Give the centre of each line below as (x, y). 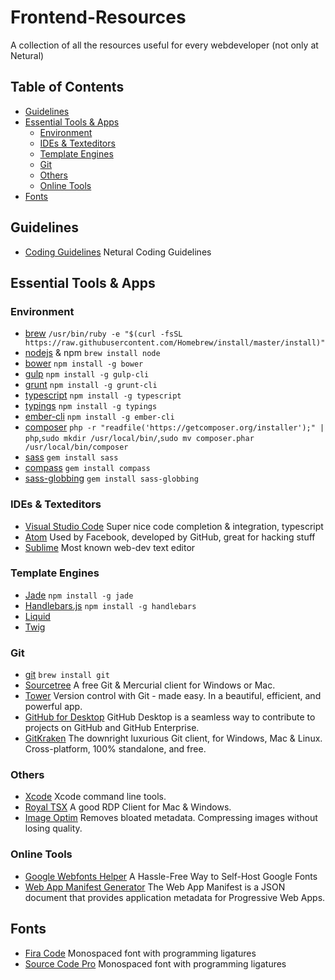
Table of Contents (67, 87)
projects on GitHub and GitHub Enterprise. (112, 728)
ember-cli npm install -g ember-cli (99, 417)
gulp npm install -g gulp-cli (87, 374)
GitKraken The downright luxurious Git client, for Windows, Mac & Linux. (173, 738)
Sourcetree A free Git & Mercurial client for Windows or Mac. (150, 685)
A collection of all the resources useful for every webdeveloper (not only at (164, 45)
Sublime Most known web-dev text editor (110, 547)
